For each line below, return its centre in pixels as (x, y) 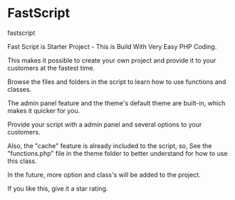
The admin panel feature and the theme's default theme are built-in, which (116, 103)
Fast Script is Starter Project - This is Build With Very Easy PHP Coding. (112, 46)
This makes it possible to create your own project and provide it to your (112, 60)
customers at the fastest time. (51, 68)
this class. (22, 161)
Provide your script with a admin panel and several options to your (105, 124)
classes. (20, 89)
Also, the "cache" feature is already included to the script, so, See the (110, 146)
